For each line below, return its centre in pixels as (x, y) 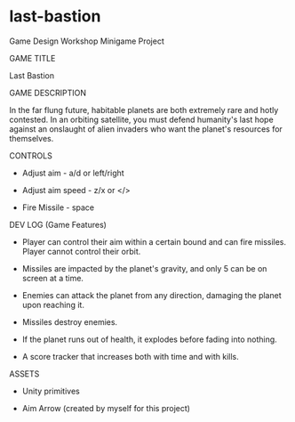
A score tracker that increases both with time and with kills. (131, 356)
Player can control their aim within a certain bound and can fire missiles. (154, 241)
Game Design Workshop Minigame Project (87, 41)
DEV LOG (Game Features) (58, 224)
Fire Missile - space (58, 207)
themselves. (32, 138)
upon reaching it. (53, 304)
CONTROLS (31, 155)
